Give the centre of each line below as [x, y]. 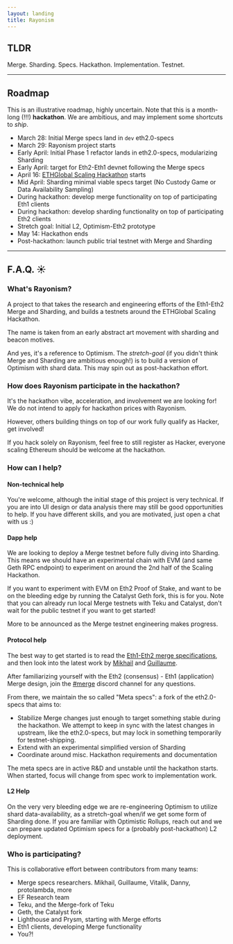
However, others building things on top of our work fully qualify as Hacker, [113, 422]
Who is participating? [44, 854]
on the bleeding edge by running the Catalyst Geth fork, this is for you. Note [115, 596]
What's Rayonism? [40, 289]
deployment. [25, 836]
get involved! [26, 429]
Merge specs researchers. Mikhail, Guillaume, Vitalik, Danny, [104, 883]
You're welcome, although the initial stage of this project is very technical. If [115, 500]
